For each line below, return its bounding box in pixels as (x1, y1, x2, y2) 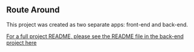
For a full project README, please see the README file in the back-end (6, 33, 184, 40)
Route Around (6, 5, 60, 15)
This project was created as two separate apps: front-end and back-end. (6, 21, 189, 28)
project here (6, 39, 37, 46)
